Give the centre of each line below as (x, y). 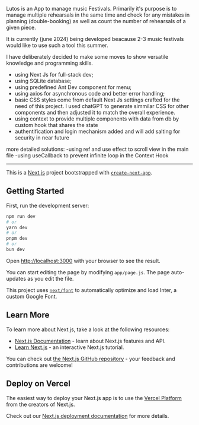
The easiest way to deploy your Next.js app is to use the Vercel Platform (94, 398)
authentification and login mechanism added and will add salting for (97, 131)
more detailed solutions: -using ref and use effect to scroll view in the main (97, 149)
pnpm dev (17, 239)
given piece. (21, 27)
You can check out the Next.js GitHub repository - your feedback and (91, 359)
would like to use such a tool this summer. (57, 45)
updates (16, 278)
